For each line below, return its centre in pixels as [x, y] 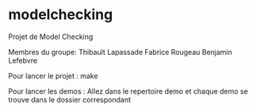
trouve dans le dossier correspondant [70, 99]
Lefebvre [23, 60]
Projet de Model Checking [51, 37]
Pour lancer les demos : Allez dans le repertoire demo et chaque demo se [128, 91]
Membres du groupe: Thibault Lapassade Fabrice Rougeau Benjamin [120, 52]
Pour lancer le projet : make [53, 75]
